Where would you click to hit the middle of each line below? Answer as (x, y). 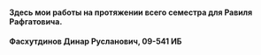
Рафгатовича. (36, 21)
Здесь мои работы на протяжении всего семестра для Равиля (131, 12)
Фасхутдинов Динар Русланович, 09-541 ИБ (96, 41)
